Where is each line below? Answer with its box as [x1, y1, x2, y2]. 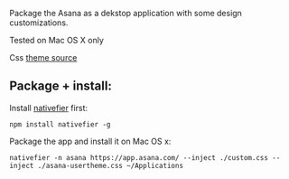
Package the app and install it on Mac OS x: [9, 136, 172, 146]
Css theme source [9, 52, 78, 62]
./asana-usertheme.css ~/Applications [37, 161, 183, 170]
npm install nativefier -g [9, 119, 111, 129]
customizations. [9, 17, 69, 28]
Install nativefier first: [9, 102, 89, 113]
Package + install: [9, 79, 113, 94]
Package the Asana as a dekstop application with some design [9, 8, 242, 18]
